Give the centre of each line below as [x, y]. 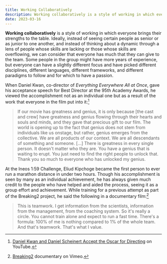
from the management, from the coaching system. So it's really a [84, 211]
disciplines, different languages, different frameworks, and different [74, 70]
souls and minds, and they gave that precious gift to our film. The [84, 122]
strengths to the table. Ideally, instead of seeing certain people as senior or [82, 38]
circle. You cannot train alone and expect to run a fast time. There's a [88, 216]
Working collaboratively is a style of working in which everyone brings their [83, 33]
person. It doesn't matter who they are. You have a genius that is [83, 149]
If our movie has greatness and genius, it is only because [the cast [85, 112]
